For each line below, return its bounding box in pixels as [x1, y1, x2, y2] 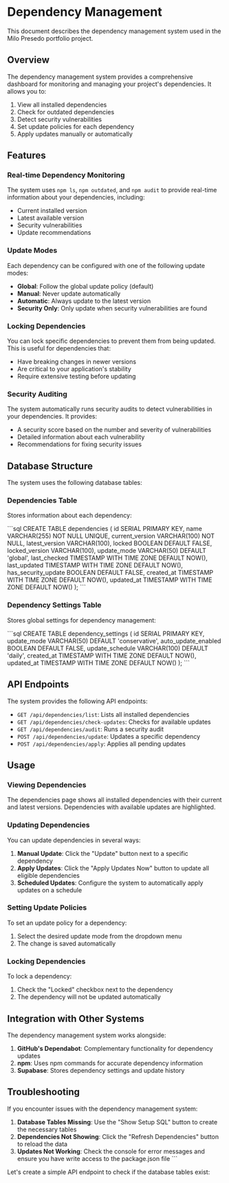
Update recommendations [17, 229, 91, 237]
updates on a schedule [17, 886, 83, 894]
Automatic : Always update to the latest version [17, 297, 151, 305]
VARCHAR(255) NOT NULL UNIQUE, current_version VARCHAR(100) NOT [7, 532, 215, 541]
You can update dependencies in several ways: [7, 836, 141, 844]
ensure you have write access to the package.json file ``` [17, 1154, 178, 1162]
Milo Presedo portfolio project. [7, 34, 94, 42]
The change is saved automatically [17, 939, 116, 948]
